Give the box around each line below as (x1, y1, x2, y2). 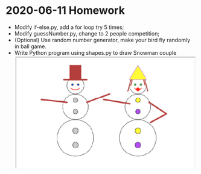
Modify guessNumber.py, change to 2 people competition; (14, 30, 160, 37)
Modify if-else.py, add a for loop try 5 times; (14, 23, 124, 31)
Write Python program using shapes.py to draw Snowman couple (14, 49, 177, 56)
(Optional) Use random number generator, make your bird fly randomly (14, 36, 191, 43)
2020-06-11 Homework (5, 4, 125, 17)
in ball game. (14, 43, 46, 50)
